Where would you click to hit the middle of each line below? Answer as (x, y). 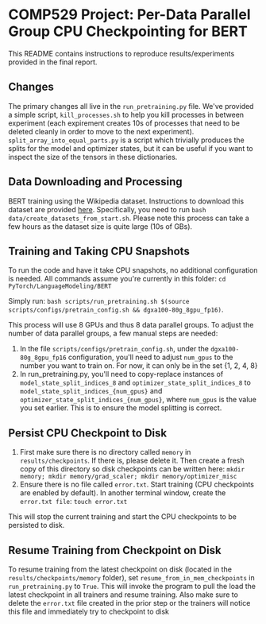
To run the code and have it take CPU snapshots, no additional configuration (133, 270)
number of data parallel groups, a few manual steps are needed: (113, 333)
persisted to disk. (37, 525)
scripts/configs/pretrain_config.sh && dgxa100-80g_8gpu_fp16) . (116, 310)
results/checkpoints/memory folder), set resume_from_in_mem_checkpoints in (132, 577)
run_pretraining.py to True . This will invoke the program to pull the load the (132, 586)
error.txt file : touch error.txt (73, 502)
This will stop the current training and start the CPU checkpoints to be (122, 517)
